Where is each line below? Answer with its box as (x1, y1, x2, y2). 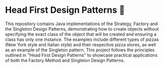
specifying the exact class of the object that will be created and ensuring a (5, 31, 157, 37)
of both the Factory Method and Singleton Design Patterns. (5, 57, 125, 63)
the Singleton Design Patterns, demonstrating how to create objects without (5, 26, 159, 32)
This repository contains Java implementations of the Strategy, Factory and (5, 21, 158, 27)
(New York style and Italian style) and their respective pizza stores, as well (5, 41, 156, 47)
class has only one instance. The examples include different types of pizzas (5, 36, 159, 42)
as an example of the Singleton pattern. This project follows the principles (5, 47, 155, 53)
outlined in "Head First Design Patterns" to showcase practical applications (5, 52, 158, 58)
